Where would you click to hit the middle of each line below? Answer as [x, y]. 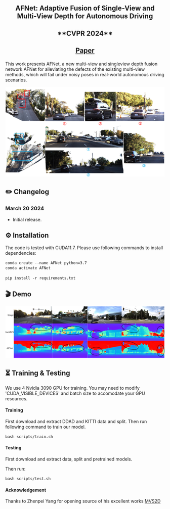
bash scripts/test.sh [28, 479]
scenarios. [16, 80]
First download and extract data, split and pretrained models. [69, 459]
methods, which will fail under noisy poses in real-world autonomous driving [85, 75]
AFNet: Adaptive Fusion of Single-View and [85, 8]
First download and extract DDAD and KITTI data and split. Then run [76, 421]
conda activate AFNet [28, 268]
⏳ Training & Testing [38, 373]
